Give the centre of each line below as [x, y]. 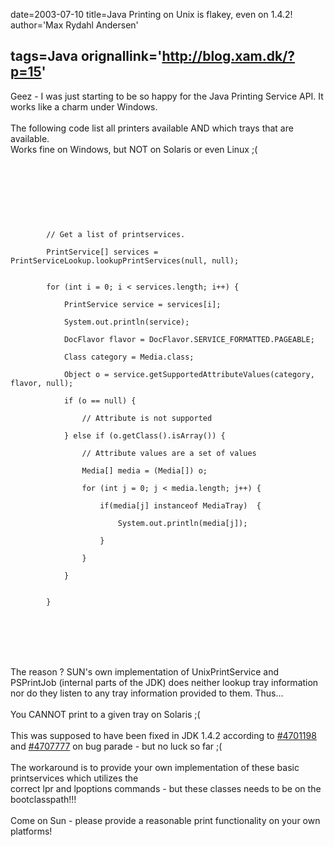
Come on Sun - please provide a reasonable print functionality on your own [165, 820]
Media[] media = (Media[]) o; [144, 470]
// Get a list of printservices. [116, 234]
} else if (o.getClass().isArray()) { [144, 435]
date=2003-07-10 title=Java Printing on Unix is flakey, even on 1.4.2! [151, 14]
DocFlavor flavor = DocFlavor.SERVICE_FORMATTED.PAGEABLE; [189, 339]
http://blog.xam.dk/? [228, 56]
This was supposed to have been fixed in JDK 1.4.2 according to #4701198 [163, 735]
